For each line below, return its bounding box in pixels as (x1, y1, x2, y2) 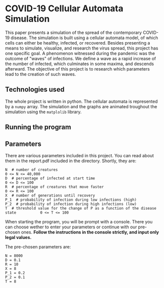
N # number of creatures (5, 167, 58, 172)
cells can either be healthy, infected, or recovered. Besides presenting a (5, 40, 150, 46)
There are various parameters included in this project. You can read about (5, 152, 154, 158)
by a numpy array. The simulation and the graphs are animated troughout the (5, 103, 158, 109)
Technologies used (5, 85, 65, 94)
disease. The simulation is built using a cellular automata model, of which (10, 35, 158, 41)
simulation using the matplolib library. (5, 109, 82, 115)
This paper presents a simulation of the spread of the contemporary (5, 29, 142, 35)
